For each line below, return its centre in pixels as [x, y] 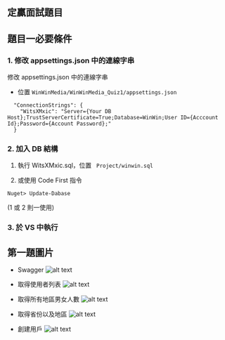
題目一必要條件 [40, 38]
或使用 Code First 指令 [50, 181]
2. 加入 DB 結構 [33, 149]
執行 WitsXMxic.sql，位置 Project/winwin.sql [85, 165]
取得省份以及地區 [42, 314]
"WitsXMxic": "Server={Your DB [66, 112]
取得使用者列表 [39, 285]
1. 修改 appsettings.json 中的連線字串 [71, 60]
